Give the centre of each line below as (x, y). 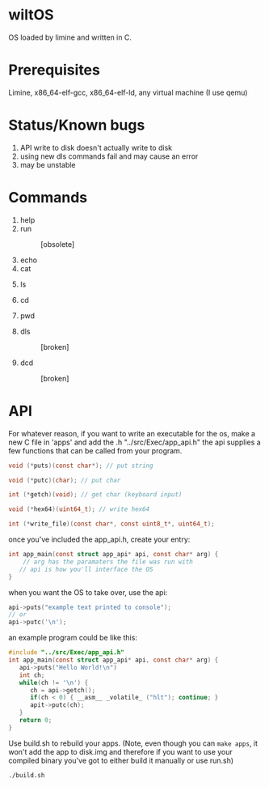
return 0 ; (36, 721)
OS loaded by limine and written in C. (70, 37)
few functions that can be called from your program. (95, 450)
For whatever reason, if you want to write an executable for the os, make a (132, 433)
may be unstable (48, 164)
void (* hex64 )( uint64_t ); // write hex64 (79, 509)
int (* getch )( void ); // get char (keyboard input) (95, 495)
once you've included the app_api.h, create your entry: (99, 539)
